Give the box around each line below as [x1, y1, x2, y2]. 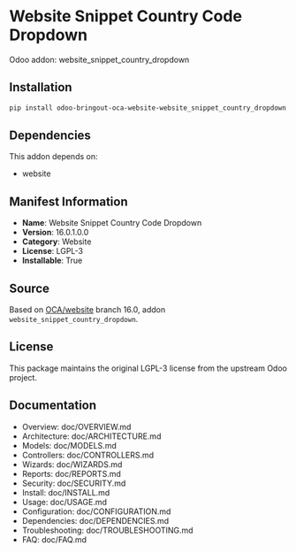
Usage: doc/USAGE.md [21, 496, 108, 507]
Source [9, 280, 50, 296]
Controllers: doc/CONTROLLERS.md [21, 449, 155, 460]
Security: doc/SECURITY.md [21, 478, 126, 488]
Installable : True [21, 255, 83, 266]
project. [9, 372, 38, 382]
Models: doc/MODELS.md [21, 440, 117, 450]
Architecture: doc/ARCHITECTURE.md [21, 431, 162, 442]
